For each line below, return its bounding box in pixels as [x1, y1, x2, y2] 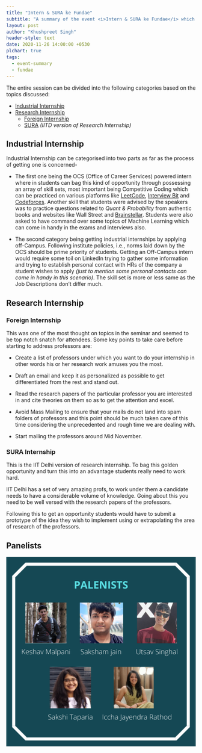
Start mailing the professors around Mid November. [14, 433, 142, 439]
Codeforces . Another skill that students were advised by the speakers [14, 199, 188, 206]
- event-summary [11, 60, 52, 66]
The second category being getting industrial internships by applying [14, 235, 186, 243]
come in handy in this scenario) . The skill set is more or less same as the [14, 274, 195, 281]
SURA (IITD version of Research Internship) [23, 121, 132, 129]
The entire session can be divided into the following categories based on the [6, 84, 196, 91]
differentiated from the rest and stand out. [14, 379, 119, 385]
